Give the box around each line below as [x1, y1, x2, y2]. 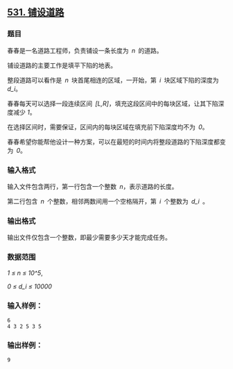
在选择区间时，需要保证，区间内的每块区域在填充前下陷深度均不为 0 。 [7, 122, 209, 131]
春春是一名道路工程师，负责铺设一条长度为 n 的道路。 [7, 46, 163, 54]
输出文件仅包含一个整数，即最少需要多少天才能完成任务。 [7, 233, 171, 242]
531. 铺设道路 [7, 6, 64, 19]
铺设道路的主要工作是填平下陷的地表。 [7, 61, 116, 69]
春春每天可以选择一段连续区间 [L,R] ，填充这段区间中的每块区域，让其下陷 [7, 99, 218, 108]
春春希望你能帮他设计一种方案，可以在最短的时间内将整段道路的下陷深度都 [7, 138, 220, 146]
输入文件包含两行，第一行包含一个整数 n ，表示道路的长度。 [7, 182, 178, 190]
